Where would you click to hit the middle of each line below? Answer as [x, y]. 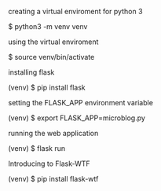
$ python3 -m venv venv [48, 26]
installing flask [31, 72]
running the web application [53, 133]
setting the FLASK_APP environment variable [80, 103]
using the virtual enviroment [53, 42]
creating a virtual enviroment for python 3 [75, 11]
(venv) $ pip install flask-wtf [53, 179]
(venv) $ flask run [37, 148]
